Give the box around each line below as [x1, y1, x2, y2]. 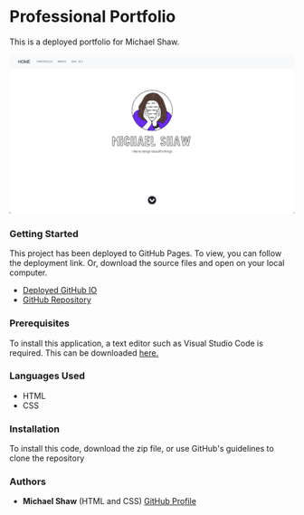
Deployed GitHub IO [22, 285, 98, 296]
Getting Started [9, 227, 79, 240]
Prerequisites [9, 317, 70, 329]
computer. [9, 267, 48, 278]
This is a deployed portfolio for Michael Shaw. [9, 36, 180, 47]
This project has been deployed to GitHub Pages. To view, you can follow [9, 248, 282, 259]
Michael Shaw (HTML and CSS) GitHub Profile [22, 496, 197, 507]
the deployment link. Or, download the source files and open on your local [9, 258, 285, 269]
